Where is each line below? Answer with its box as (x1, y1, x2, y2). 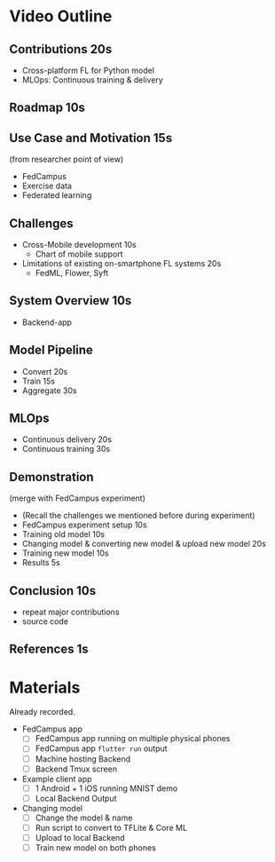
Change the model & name (35, 812, 133, 823)
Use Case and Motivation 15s (9, 130, 173, 146)
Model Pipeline (9, 343, 93, 358)
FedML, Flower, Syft (35, 268, 109, 279)
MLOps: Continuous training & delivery (21, 75, 164, 85)
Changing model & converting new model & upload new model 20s (21, 539, 266, 550)
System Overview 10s (9, 293, 132, 308)
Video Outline (9, 6, 113, 27)
